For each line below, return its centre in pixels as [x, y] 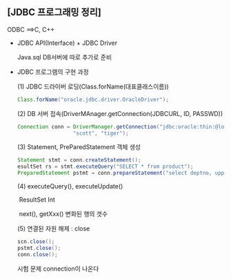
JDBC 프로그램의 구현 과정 [53, 72]
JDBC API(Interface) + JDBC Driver [67, 43]
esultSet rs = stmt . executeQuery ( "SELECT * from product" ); [105, 167]
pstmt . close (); [39, 248]
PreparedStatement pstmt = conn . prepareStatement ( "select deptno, [114, 173]
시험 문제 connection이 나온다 [58, 269]
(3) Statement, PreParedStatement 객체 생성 [79, 147]
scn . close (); [36, 242]
